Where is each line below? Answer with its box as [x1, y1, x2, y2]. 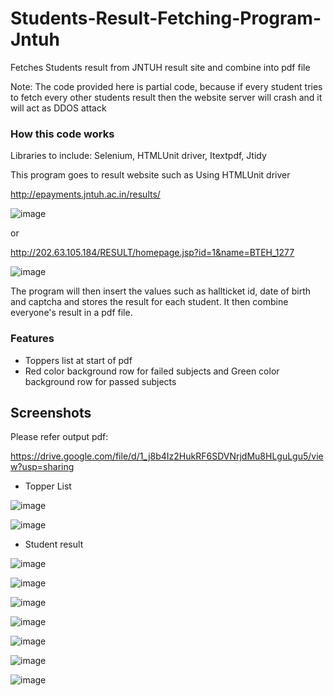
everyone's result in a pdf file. [10, 307, 133, 319]
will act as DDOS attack [10, 102, 107, 114]
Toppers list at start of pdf [24, 354, 133, 366]
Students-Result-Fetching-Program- [10, 7, 322, 30]
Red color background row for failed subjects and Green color [24, 365, 280, 377]
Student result [24, 538, 84, 551]
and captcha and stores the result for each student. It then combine [10, 296, 289, 308]
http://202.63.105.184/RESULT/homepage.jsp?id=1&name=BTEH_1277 [10, 247, 295, 259]
